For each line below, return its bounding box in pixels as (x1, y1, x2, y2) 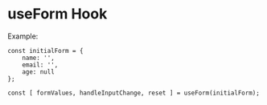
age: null (22, 67, 55, 76)
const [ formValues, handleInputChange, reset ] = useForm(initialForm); (7, 89, 261, 97)
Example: (7, 31, 39, 41)
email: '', (22, 61, 59, 69)
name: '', (22, 54, 55, 62)
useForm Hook (7, 5, 108, 23)
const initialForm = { (7, 46, 84, 55)
